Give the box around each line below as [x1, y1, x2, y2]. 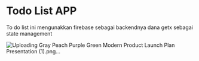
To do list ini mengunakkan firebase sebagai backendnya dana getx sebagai [6, 24, 193, 31]
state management [6, 30, 53, 37]
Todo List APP [6, 4, 77, 18]
